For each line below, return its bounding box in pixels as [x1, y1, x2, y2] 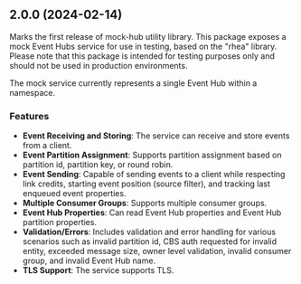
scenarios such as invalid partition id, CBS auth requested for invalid [22, 236, 277, 247]
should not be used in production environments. [9, 60, 188, 71]
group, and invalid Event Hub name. [22, 255, 156, 266]
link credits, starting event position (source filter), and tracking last [22, 178, 271, 189]
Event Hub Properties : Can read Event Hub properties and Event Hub [22, 207, 282, 218]
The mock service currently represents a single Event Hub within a [9, 77, 258, 89]
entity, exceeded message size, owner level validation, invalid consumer [22, 246, 292, 257]
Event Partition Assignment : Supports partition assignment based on [22, 149, 282, 161]
